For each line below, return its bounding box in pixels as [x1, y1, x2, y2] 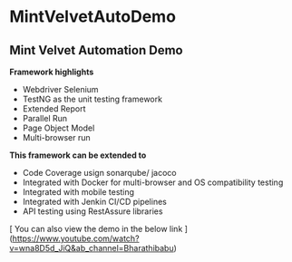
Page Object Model [22, 122, 95, 133]
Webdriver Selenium [22, 84, 99, 94]
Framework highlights [9, 66, 94, 77]
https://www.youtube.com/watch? [12, 233, 140, 244]
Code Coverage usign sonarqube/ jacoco [22, 168, 177, 178]
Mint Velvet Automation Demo [9, 43, 183, 58]
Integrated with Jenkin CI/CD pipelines [22, 197, 168, 207]
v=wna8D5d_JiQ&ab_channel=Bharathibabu [9, 243, 174, 253]
